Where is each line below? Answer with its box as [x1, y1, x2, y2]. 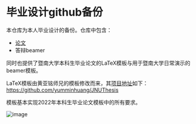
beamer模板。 [6, 66, 42, 74]
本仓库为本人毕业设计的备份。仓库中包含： [6, 26, 112, 34]
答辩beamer [14, 46, 45, 54]
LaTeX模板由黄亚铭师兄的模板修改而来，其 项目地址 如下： [6, 79, 149, 87]
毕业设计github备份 [6, 5, 104, 19]
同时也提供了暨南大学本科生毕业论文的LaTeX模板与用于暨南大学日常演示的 [6, 59, 191, 66]
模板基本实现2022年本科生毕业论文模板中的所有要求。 [6, 98, 141, 105]
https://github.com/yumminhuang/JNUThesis [6, 86, 119, 93]
